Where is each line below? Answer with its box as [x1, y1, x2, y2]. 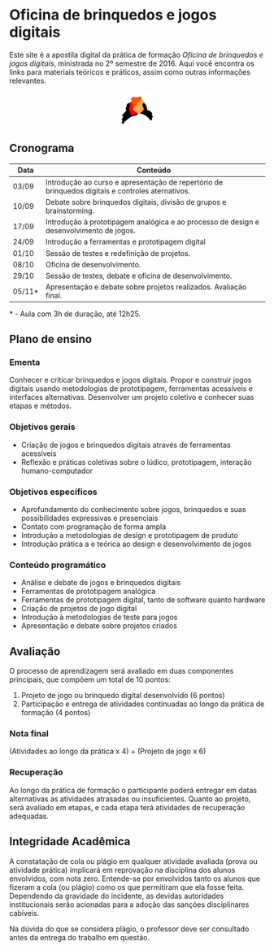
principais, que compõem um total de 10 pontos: [9, 675, 172, 684]
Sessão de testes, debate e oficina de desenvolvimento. [45, 271, 233, 280]
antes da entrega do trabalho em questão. [9, 932, 150, 942]
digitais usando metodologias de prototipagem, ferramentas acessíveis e [9, 384, 254, 393]
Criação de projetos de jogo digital [20, 604, 137, 614]
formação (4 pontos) [20, 708, 91, 718]
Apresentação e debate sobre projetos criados [20, 621, 178, 631]
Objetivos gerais [9, 421, 76, 432]
